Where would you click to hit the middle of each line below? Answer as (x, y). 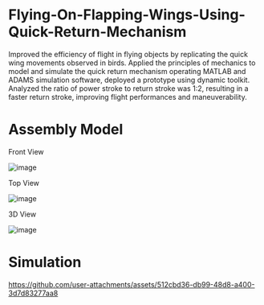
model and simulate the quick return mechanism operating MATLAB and (127, 71)
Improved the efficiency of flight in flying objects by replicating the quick (128, 54)
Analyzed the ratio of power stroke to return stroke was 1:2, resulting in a (128, 88)
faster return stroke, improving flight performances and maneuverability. (128, 97)
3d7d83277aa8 (33, 293)
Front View (26, 151)
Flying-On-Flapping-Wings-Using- (127, 15)
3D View (22, 214)
